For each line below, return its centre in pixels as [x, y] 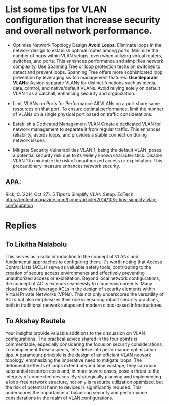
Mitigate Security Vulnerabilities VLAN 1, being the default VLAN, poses [87, 150]
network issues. [29, 140]
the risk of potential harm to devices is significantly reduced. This [73, 387]
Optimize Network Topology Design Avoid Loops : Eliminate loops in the [87, 45]
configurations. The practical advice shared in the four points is [71, 339]
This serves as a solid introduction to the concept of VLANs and [72, 256]
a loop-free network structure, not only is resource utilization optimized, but [84, 382]
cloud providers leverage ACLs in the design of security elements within [80, 289]
